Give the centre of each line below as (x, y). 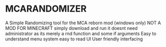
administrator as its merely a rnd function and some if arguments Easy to (81, 33)
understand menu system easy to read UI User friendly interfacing (74, 39)
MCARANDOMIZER (46, 9)
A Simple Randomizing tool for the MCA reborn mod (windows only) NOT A (83, 23)
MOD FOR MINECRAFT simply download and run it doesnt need (71, 28)
